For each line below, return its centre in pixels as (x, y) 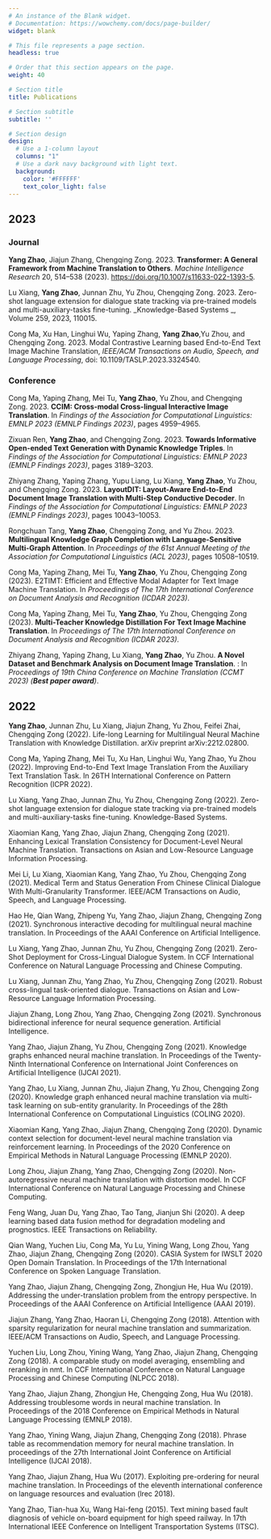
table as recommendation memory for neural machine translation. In (121, 1444)
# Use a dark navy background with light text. (97, 164)
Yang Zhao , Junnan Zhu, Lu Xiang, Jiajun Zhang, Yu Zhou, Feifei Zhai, (125, 726)
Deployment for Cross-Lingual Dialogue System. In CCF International (140, 957)
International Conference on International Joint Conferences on (133, 1064)
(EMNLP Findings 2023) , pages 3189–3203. (81, 465)
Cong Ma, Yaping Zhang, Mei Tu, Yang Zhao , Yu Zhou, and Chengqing (125, 398)
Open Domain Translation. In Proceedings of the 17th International (118, 1263)
